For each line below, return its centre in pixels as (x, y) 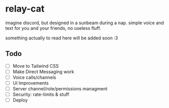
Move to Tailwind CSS (36, 66)
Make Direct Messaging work (43, 72)
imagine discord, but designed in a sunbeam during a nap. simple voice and (85, 23)
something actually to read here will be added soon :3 (62, 38)
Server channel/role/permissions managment (60, 89)
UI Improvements (31, 83)
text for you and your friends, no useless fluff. (53, 28)
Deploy (20, 100)
